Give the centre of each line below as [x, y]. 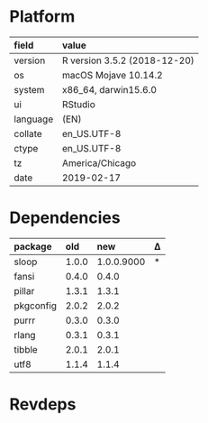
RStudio [79, 104]
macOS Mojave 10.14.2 [113, 75]
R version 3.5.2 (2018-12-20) [128, 60]
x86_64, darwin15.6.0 [109, 89]
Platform [42, 17]
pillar [24, 290]
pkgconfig [35, 306]
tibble [26, 349]
